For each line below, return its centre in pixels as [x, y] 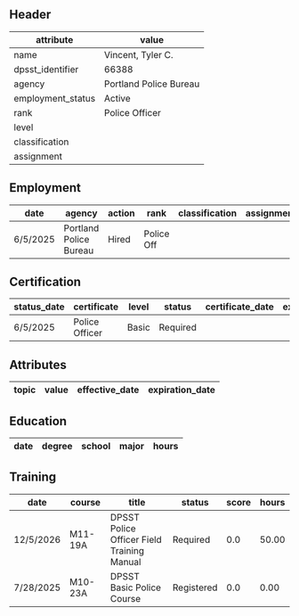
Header [30, 15]
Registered [195, 587]
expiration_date [182, 390]
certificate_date [239, 307]
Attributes [38, 365]
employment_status [55, 98]
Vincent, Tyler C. [138, 54]
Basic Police [136, 587]
